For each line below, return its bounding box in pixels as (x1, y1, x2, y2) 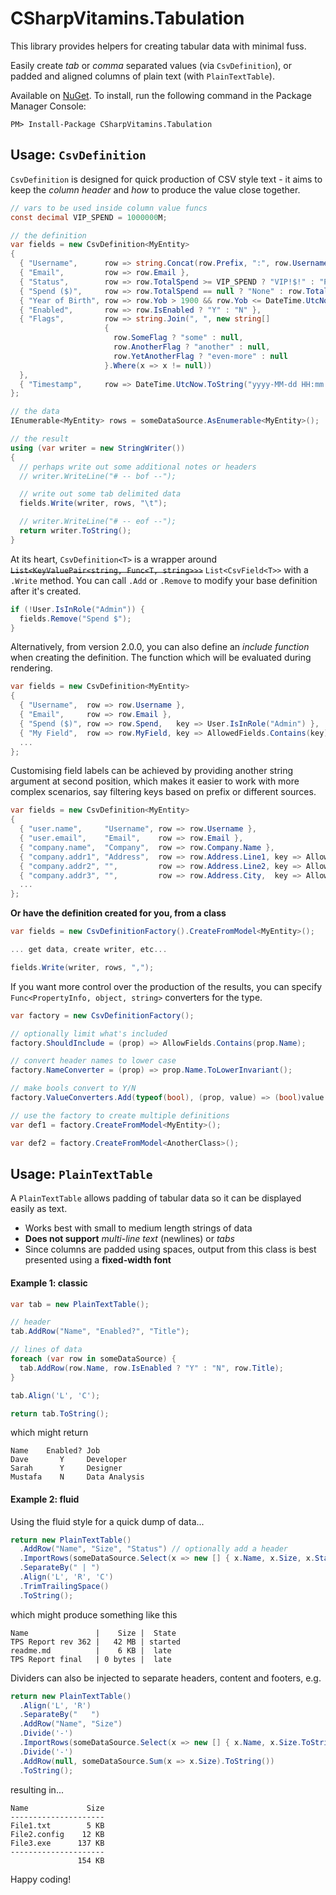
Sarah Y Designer (10, 1463, 123, 1474)
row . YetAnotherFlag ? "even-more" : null (113, 351, 288, 361)
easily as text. (10, 1203, 68, 1215)
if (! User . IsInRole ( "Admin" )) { (10, 604, 145, 614)
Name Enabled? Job (10, 1446, 101, 1456)
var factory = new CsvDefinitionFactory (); (10, 1010, 195, 1021)
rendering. (10, 662, 53, 674)
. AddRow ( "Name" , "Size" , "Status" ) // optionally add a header (19, 1544, 288, 1554)
